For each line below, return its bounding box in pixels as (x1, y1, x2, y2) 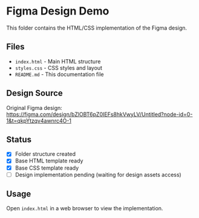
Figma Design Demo (6, 4, 109, 18)
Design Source (6, 88, 64, 98)
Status (6, 134, 32, 144)
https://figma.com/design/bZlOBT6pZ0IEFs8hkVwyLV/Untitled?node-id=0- (6, 111, 193, 118)
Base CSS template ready (15, 164, 79, 172)
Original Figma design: (6, 104, 62, 111)
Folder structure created (15, 150, 76, 158)
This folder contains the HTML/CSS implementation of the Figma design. (6, 24, 188, 31)
